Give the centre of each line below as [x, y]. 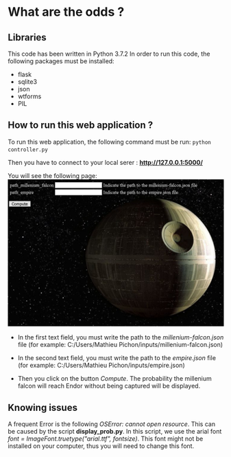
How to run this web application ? [81, 125]
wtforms [29, 96]
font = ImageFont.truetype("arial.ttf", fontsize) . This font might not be [106, 439]
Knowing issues [43, 407]
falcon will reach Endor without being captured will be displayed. [109, 386]
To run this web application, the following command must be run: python [109, 142]
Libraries [27, 37]
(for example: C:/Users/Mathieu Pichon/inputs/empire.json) [101, 366]
